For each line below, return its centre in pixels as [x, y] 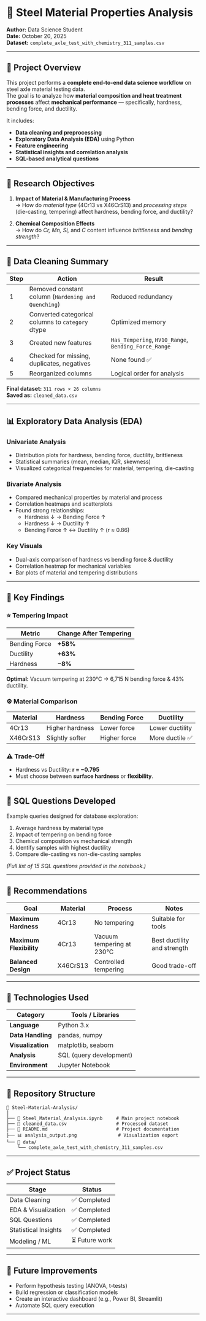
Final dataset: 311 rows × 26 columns [54, 389]
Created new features [60, 343]
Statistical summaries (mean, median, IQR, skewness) [83, 462]
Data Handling [31, 1035]
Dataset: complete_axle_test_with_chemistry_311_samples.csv [86, 42]
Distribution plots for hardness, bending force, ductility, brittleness [99, 455]
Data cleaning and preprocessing [59, 132]
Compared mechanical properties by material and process [89, 498]
